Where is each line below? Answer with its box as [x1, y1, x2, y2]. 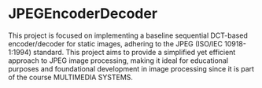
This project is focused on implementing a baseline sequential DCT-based [8, 31, 248, 40]
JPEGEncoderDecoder [8, 5, 158, 23]
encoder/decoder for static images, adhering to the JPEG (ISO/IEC [8, 38, 223, 48]
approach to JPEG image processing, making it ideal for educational [8, 56, 229, 65]
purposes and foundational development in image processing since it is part [8, 64, 254, 73]
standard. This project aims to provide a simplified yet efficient [32, 47, 236, 57]
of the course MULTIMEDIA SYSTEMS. [8, 72, 134, 82]
